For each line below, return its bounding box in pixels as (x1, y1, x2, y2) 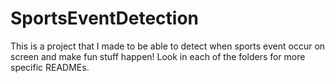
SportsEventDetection (10, 7, 200, 30)
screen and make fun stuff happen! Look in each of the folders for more (10, 50, 306, 62)
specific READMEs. (10, 61, 90, 73)
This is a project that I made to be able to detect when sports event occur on (10, 40, 326, 52)
